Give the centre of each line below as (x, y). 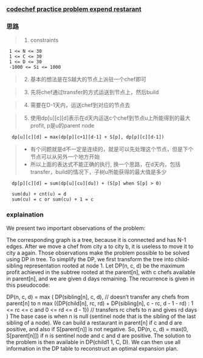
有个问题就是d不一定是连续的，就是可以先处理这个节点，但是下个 (112, 149)
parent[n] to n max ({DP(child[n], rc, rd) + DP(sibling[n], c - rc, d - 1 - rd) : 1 (100, 303)
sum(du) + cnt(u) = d (39, 194)
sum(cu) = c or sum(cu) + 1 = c (53, 199)
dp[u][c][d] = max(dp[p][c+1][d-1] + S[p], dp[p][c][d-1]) (88, 137)
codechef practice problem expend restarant (74, 9)
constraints (44, 40)
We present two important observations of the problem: (76, 228)
